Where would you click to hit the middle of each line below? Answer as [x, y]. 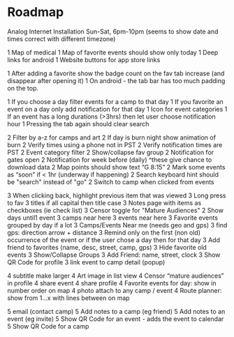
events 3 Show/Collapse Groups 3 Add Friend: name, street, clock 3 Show [114, 255]
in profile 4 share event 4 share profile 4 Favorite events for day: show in [112, 283]
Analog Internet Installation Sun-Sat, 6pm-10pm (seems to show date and [113, 31]
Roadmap [36, 12]
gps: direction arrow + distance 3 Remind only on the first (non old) [104, 232]
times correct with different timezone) [61, 38]
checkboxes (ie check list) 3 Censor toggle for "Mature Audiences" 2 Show [115, 210]
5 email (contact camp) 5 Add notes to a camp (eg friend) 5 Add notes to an [116, 311]
